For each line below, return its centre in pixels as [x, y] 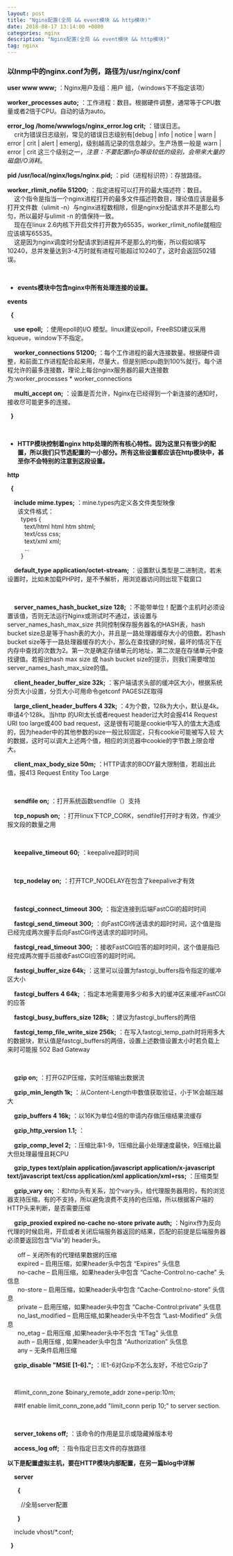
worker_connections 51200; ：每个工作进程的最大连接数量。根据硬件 [113, 353]
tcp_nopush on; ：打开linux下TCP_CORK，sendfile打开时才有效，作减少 [117, 816]
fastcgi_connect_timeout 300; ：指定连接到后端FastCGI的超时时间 [110, 909]
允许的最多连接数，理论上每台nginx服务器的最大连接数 [91, 370]
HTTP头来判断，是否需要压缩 [49, 1208]
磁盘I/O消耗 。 [27, 161]
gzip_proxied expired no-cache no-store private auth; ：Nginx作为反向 [117, 1223]
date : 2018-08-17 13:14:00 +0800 [55, 26]
